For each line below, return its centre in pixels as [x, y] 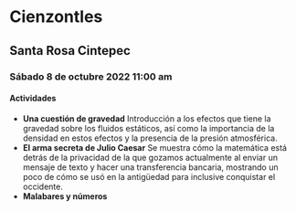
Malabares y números [65, 196]
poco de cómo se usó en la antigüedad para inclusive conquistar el [149, 176]
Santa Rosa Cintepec [70, 51]
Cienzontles [56, 17]
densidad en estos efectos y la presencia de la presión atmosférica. [150, 138]
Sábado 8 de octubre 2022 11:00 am [91, 77]
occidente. [43, 186]
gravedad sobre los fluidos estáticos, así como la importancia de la [148, 128]
